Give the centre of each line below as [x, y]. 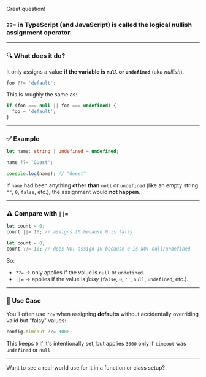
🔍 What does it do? [36, 56]
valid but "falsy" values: [36, 321]
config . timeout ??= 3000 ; [39, 332]
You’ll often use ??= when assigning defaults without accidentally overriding [103, 314]
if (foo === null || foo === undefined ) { [61, 106]
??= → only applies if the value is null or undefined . [80, 272]
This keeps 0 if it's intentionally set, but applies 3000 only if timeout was [97, 343]
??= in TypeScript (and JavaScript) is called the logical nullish [99, 25]
